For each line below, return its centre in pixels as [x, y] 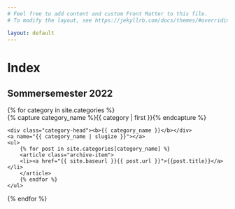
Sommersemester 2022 [60, 93]
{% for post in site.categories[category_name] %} [95, 149]
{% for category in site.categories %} [61, 110]
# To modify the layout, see [50, 20]
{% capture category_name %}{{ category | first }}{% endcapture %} [107, 118]
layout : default [31, 33]
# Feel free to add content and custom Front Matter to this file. [108, 14]
